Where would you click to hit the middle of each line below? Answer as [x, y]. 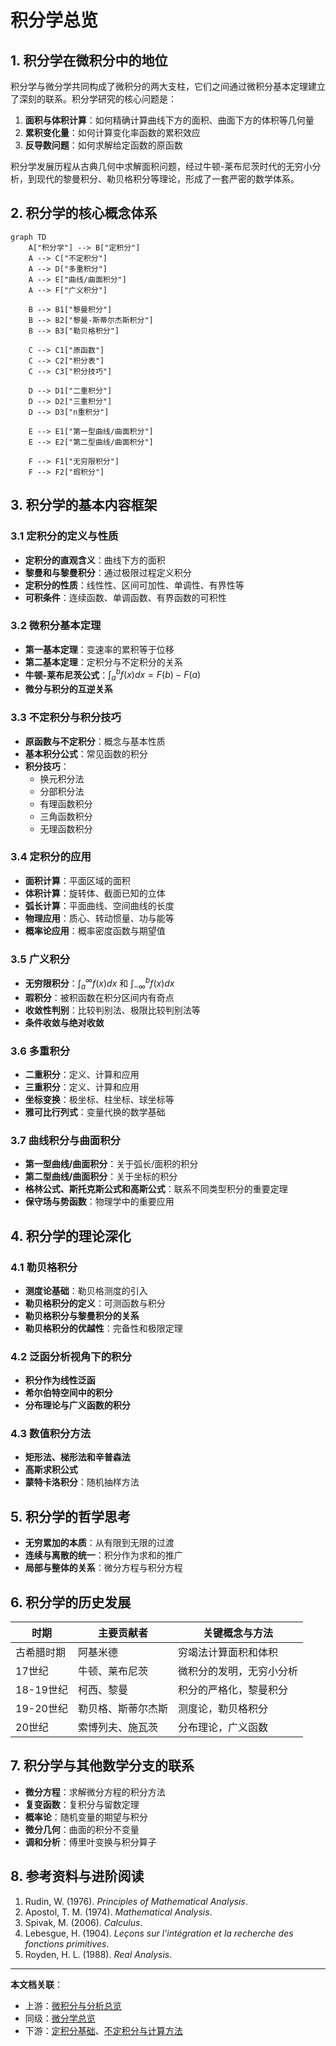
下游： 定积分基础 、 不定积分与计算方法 [103, 2030]
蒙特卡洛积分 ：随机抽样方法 [82, 1482]
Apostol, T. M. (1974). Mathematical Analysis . [118, 1912]
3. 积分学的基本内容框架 [84, 505]
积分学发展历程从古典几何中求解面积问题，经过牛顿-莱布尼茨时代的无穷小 [161, 166]
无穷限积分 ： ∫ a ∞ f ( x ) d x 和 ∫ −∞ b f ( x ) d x [99, 983]
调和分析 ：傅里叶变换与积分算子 [90, 1842]
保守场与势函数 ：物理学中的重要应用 [99, 1202]
